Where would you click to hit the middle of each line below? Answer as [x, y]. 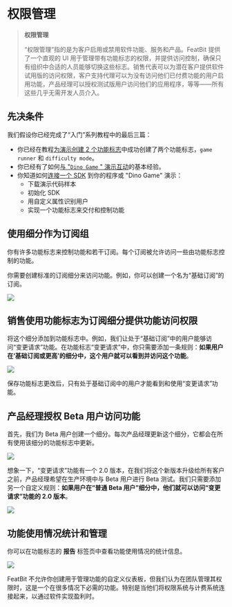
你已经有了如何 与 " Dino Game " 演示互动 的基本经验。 [91, 166]
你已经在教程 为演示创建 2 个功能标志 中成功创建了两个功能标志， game [115, 149]
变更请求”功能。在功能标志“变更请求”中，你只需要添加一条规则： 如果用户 [120, 347]
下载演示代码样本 [52, 183]
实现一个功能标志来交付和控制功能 [76, 210]
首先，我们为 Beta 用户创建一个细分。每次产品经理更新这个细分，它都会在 [112, 434]
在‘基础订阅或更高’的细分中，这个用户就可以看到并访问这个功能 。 [100, 356]
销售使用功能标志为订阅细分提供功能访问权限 [103, 320]
